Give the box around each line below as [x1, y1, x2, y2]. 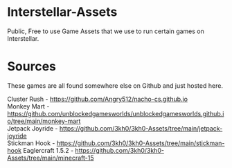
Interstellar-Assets [7, 4, 118, 20]
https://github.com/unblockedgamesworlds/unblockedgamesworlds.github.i [7, 109, 224, 118]
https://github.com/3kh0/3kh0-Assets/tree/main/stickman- [56, 139, 225, 147]
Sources [7, 59, 57, 75]
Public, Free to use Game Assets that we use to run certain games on [7, 27, 204, 35]
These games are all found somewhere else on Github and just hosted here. [7, 81, 224, 90]
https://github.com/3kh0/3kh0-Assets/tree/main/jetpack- [59, 124, 223, 132]
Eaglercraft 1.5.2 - [23, 146, 74, 154]
